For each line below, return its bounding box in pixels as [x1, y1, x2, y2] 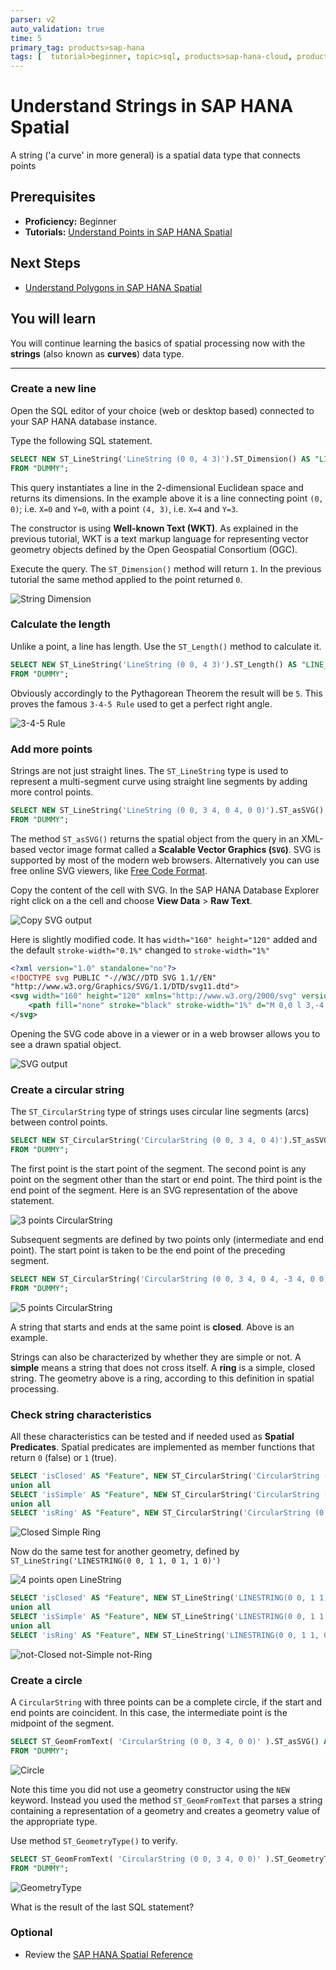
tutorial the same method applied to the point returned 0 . [10, 573, 243, 585]
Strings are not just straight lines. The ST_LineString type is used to [10, 764, 289, 776]
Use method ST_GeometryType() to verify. [10, 1834, 178, 1846]
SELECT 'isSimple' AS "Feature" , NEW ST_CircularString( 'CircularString [10, 1489, 320, 1500]
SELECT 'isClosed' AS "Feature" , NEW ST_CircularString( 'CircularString [10, 1471, 320, 1481]
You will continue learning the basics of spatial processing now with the [10, 337, 306, 349]
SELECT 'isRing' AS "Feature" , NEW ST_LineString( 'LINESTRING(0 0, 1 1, [10, 1630, 320, 1640]
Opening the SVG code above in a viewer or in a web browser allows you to [10, 1027, 321, 1040]
